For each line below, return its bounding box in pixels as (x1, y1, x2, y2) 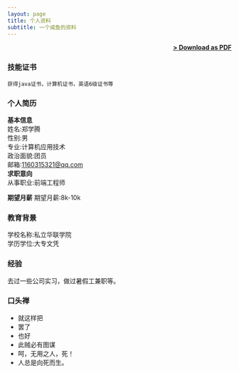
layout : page (7, 10, 46, 18)
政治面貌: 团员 (7, 151, 48, 160)
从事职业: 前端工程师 (7, 178, 66, 186)
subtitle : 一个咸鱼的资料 (7, 24, 77, 31)
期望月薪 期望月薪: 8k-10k (7, 193, 81, 202)
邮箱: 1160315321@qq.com (7, 160, 83, 168)
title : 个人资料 (7, 17, 51, 24)
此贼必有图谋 (17, 340, 55, 349)
